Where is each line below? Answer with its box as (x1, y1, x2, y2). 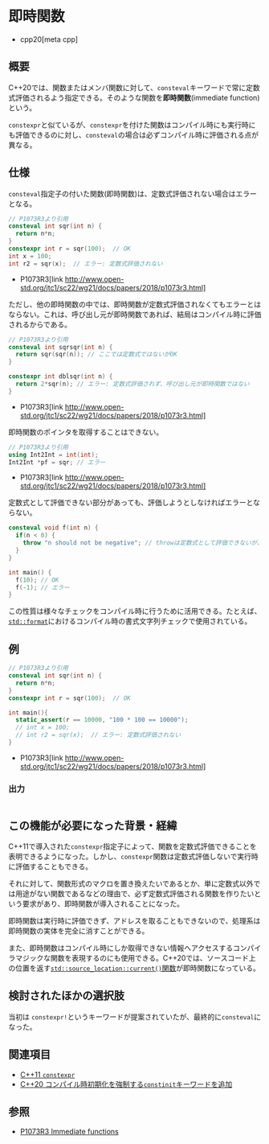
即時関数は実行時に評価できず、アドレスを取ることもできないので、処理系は (8, 916, 261, 925)
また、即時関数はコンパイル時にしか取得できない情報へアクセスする (8, 943, 234, 953)
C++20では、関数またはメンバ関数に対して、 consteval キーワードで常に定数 (8, 82, 260, 93)
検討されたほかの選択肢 (8, 989, 124, 1002)
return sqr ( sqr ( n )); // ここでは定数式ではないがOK (15, 351, 178, 359)
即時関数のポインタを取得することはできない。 (8, 427, 163, 437)
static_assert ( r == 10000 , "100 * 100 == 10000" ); (15, 716, 189, 724)
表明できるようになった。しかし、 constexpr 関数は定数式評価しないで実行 (8, 851, 251, 861)
